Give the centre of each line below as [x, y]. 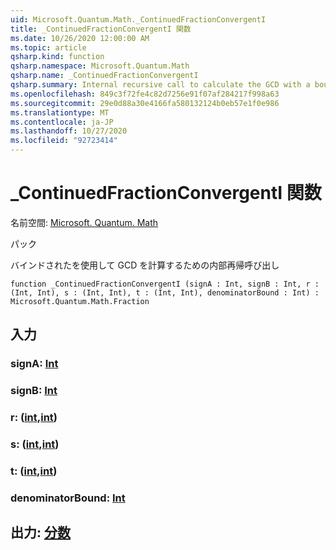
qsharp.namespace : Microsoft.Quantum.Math [100, 66]
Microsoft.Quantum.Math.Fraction [80, 301]
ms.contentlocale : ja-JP [62, 122]
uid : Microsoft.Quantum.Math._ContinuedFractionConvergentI [138, 19]
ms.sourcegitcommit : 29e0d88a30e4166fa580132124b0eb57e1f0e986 [145, 103]
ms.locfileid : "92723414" [64, 141]
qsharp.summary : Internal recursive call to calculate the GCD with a [160, 85]
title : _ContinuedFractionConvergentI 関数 [101, 29]
